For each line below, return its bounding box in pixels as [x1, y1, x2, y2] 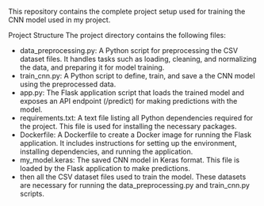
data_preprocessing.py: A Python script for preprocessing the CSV [19, 46, 239, 55]
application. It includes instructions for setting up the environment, [19, 139, 237, 147]
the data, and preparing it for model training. [19, 63, 165, 72]
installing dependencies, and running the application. [19, 147, 193, 156]
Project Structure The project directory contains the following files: [8, 31, 226, 40]
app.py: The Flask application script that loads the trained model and [19, 88, 244, 97]
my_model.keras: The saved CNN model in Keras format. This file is [19, 155, 240, 165]
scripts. [19, 189, 45, 198]
